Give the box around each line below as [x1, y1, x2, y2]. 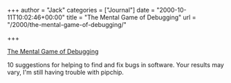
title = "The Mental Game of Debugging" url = [66, 13, 196, 21]
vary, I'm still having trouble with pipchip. [7, 68, 124, 76]
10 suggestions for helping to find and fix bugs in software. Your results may [7, 61, 225, 68]
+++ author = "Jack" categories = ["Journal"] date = [7, 6, 156, 14]
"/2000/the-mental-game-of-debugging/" [7, 21, 127, 28]
